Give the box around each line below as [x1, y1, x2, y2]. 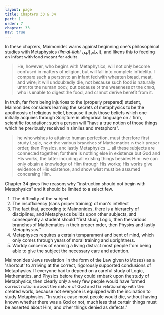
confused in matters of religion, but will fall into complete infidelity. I [17, 69, 155, 74]
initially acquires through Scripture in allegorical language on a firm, [5, 115, 143, 120]
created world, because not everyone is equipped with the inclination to [5, 288, 151, 294]
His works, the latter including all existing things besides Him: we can [17, 156, 158, 161]
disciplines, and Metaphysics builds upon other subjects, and [12, 211, 137, 217]
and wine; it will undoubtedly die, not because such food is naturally [17, 79, 156, 85]
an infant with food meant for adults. [5, 54, 79, 59]
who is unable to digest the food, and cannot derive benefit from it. [17, 89, 153, 95]
